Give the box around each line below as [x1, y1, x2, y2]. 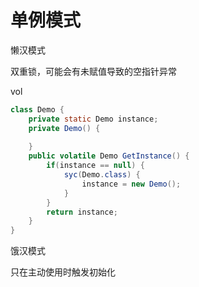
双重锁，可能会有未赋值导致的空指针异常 [10, 65, 177, 77]
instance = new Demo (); [81, 179, 182, 189]
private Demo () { [28, 123, 101, 133]
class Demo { [10, 104, 65, 115]
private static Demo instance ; [28, 114, 159, 124]
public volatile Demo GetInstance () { [28, 151, 190, 161]
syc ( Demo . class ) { [63, 170, 141, 180]
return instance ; [46, 207, 118, 217]
